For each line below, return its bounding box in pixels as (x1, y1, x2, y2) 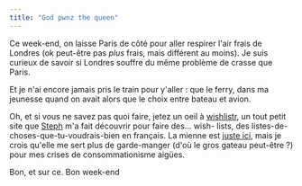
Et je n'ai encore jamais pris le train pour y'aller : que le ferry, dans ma (9, 84, 269, 94)
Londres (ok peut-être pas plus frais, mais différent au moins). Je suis (9, 47, 269, 58)
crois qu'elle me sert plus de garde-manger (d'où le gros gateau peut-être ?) (9, 139, 294, 150)
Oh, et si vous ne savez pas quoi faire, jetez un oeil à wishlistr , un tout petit (9, 111, 287, 121)
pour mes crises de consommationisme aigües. (9, 149, 185, 160)
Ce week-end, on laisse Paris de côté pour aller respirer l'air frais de (9, 38, 263, 49)
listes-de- (251, 120, 288, 131)
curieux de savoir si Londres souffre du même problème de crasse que (9, 57, 273, 67)
